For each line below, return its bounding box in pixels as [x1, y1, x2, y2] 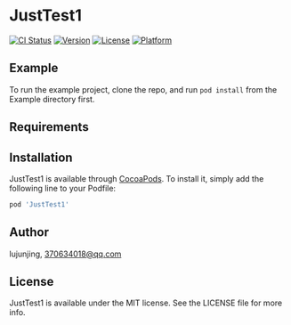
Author [9, 224, 49, 240]
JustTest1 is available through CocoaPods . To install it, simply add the [9, 173, 264, 183]
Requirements [9, 119, 89, 134]
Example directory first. [9, 93, 95, 104]
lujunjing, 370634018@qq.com [9, 248, 122, 259]
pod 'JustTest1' [9, 199, 69, 209]
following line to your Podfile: [9, 183, 117, 193]
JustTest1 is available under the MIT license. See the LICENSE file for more [9, 297, 283, 308]
